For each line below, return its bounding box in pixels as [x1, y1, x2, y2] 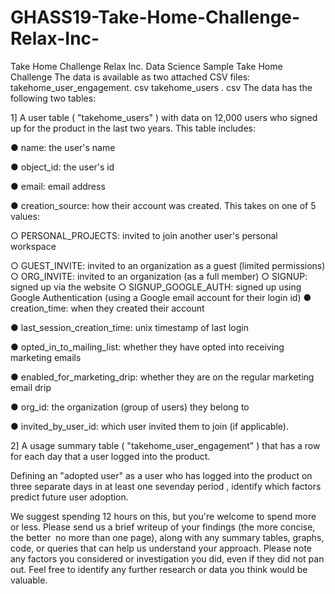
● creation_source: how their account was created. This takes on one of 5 [10, 199, 317, 211]
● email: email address [10, 180, 106, 192]
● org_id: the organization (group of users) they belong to [10, 401, 250, 413]
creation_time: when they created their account [10, 302, 205, 314]
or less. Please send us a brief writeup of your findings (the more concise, [10, 521, 316, 533]
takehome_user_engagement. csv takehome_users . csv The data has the [10, 81, 313, 93]
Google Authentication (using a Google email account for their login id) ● [10, 291, 312, 303]
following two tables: [10, 92, 97, 104]
